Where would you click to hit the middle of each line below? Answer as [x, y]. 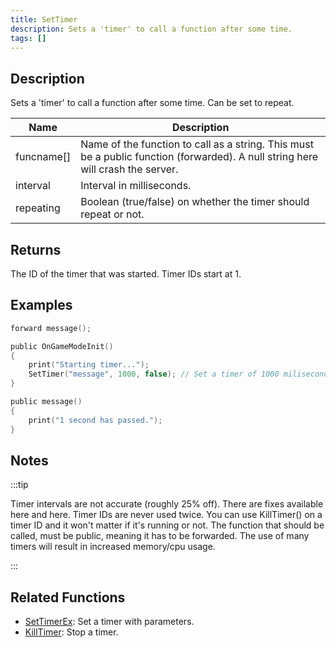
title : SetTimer [44, 19]
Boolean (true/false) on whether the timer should [195, 202]
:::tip [19, 485]
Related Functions [68, 597]
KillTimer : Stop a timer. [71, 632]
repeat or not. [112, 214]
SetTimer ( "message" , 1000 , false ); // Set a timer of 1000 [154, 374]
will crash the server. [129, 169]
